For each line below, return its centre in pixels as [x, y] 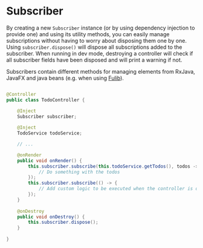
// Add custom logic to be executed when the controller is [116, 189]
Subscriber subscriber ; [47, 116]
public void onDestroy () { [51, 217]
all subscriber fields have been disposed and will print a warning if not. [94, 60]
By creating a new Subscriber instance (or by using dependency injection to [101, 28]
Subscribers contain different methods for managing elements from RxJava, [101, 71]
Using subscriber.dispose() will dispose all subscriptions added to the [94, 47]
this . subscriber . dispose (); [63, 222]
